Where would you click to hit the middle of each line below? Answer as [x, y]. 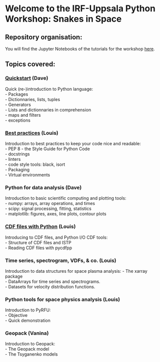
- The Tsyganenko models [31, 354]
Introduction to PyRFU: [28, 310]
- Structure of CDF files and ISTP [38, 242]
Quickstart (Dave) [27, 78]
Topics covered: [30, 64]
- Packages [17, 94]
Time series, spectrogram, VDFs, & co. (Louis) [61, 260]
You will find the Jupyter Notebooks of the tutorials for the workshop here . [80, 49]
